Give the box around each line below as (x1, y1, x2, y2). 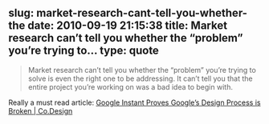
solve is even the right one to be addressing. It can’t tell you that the (27, 74, 253, 83)
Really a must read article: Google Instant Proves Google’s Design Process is (8, 98, 261, 107)
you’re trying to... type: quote (8, 44, 159, 58)
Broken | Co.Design (8, 106, 73, 115)
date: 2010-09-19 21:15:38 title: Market (27, 19, 227, 33)
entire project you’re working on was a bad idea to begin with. (27, 82, 233, 91)
